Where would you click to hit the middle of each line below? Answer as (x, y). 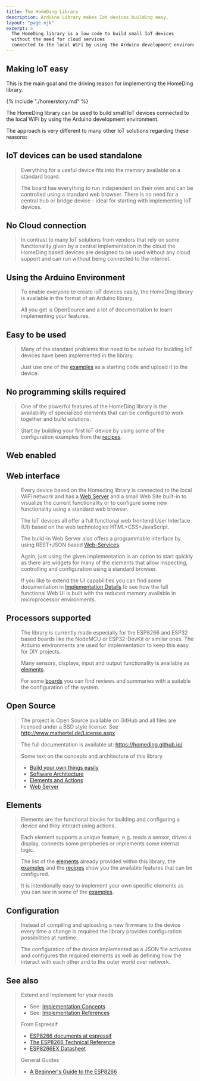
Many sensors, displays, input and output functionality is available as (105, 663)
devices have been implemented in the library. (77, 355)
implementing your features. (55, 316)
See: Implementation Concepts (68, 1007)
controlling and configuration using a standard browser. (89, 568)
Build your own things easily (64, 767)
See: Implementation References (70, 1013)
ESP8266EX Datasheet (58, 1049)
